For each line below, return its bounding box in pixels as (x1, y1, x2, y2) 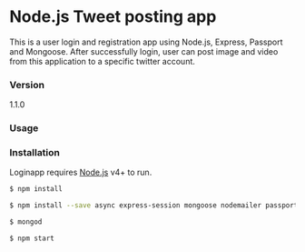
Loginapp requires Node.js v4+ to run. (9, 166, 152, 178)
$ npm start (9, 234, 54, 243)
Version (9, 78, 45, 91)
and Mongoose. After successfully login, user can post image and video (9, 45, 279, 56)
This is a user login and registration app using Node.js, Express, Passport (9, 36, 283, 47)
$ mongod (9, 217, 43, 227)
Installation (9, 146, 61, 159)
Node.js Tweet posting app (9, 6, 217, 27)
